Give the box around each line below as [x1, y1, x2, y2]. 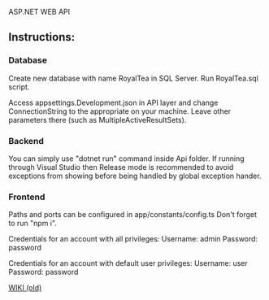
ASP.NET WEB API [8, 7, 71, 16]
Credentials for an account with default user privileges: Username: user [8, 259, 248, 268]
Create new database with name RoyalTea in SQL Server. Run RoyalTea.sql [8, 73, 258, 83]
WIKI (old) [8, 283, 42, 293]
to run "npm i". [8, 219, 57, 228]
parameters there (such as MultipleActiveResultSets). [8, 115, 187, 124]
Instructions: [8, 30, 76, 44]
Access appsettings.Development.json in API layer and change [8, 98, 219, 107]
